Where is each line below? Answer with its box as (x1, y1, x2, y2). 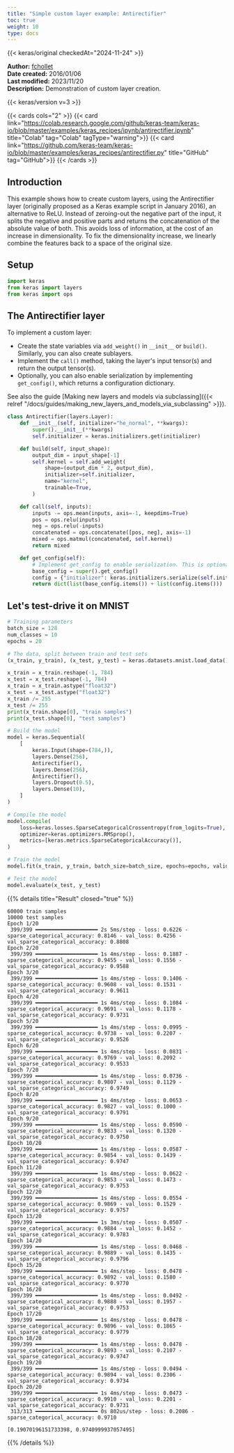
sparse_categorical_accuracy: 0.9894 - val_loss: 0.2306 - (7, 1371, 182, 1378)
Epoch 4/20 (7, 993, 39, 1000)
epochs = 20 (7, 638, 42, 645)
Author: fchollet (7, 62, 54, 70)
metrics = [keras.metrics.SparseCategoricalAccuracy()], (19, 837, 182, 844)
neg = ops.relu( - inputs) (32, 523, 104, 530)
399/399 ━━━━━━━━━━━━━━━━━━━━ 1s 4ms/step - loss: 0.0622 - (10, 1170, 189, 1177)
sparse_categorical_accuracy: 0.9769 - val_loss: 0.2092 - (7, 1054, 182, 1061)
